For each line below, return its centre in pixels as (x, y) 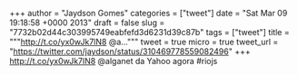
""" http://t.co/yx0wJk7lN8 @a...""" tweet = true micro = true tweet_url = (144, 42)
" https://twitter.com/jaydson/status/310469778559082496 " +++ (130, 52)
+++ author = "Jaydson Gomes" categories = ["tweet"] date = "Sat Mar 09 (149, 13)
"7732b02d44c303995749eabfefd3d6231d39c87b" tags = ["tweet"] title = (149, 32)
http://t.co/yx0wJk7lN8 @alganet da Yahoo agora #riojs (114, 61)
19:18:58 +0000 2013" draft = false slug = (87, 23)
